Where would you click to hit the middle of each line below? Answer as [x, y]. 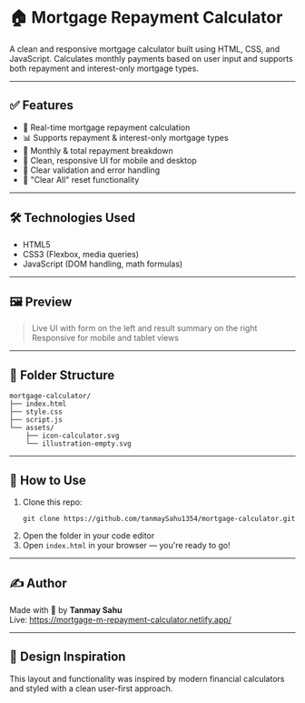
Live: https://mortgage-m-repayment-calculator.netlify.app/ [120, 619]
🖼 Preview [41, 301]
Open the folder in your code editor [89, 536]
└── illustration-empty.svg [79, 444]
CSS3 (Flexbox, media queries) [80, 254]
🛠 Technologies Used [73, 218]
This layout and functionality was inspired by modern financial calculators [147, 678]
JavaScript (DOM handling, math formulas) [103, 264]
